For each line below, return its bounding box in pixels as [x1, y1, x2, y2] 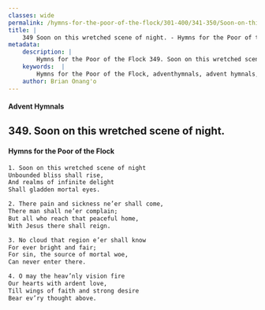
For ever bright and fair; [8, 243, 97, 252]
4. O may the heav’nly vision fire [8, 272, 125, 280]
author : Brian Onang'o [22, 77, 97, 85]
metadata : [8, 41, 41, 49]
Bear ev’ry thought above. [8, 294, 97, 302]
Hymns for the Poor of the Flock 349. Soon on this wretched [36, 56, 242, 64]
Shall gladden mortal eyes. [8, 186, 101, 194]
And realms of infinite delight [8, 179, 114, 186]
